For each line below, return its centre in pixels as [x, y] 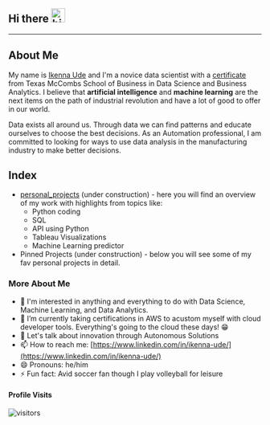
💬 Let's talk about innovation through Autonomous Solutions [119, 335]
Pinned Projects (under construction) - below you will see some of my [135, 255]
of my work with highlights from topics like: [91, 203]
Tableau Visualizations [69, 237]
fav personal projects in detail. [70, 263]
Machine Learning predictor [78, 246]
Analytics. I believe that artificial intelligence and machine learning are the [133, 92]
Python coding [56, 212]
